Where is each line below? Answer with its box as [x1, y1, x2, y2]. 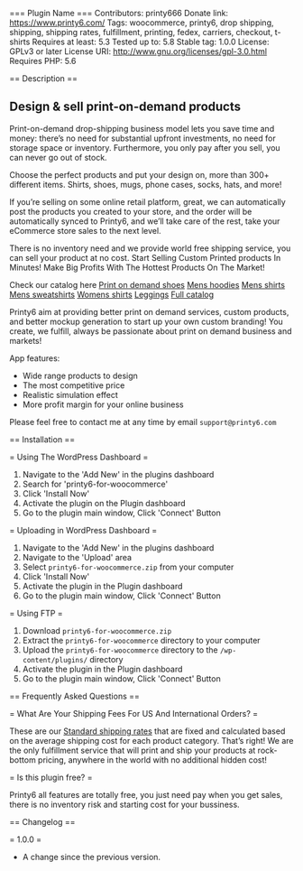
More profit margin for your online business [22, 399, 184, 410]
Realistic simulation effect [22, 389, 119, 400]
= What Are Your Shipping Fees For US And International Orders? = [9, 708, 259, 718]
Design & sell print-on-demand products [9, 99, 242, 115]
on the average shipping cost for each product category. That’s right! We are [9, 735, 295, 746]
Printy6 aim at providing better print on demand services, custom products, [9, 306, 289, 317]
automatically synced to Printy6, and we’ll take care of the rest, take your [9, 216, 280, 227]
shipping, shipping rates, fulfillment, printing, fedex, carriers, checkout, [9, 27, 273, 37]
